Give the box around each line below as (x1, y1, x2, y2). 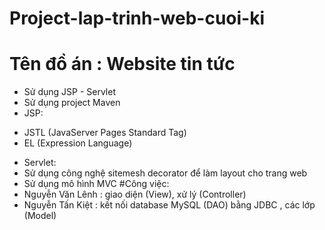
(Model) (23, 210, 57, 222)
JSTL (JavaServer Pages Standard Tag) (23, 127, 187, 139)
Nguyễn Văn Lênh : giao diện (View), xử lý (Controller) (23, 188, 247, 201)
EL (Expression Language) (23, 137, 133, 149)
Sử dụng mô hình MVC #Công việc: (23, 178, 170, 190)
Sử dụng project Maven (23, 97, 121, 109)
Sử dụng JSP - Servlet (23, 86, 116, 98)
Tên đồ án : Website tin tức (9, 53, 236, 76)
